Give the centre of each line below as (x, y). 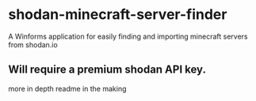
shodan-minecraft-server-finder (118, 15)
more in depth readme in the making (67, 88)
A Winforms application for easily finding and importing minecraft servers (128, 36)
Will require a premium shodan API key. (107, 70)
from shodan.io (33, 44)
